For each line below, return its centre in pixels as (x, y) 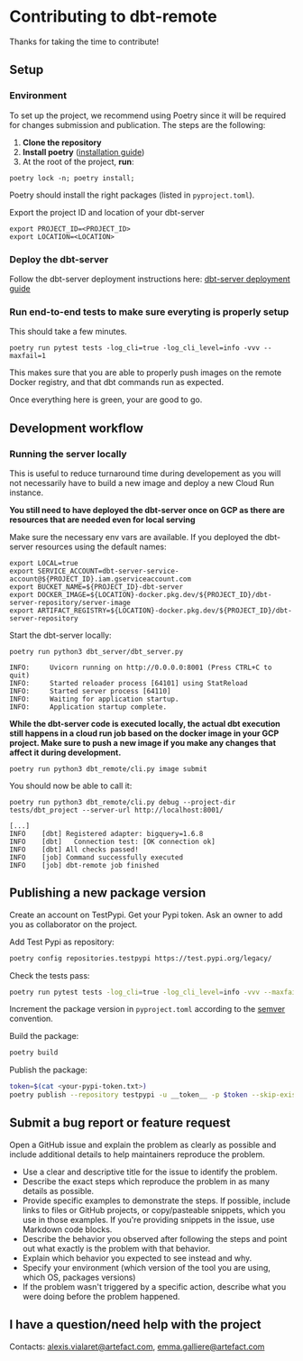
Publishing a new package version (108, 893)
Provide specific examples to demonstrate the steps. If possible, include (156, 1200)
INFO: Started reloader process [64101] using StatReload (129, 683)
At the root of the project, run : (78, 161)
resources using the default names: (101, 547)
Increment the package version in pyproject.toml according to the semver (147, 1009)
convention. (32, 1019)
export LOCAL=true (44, 563)
